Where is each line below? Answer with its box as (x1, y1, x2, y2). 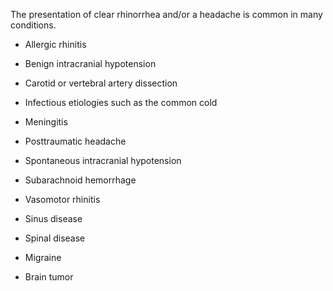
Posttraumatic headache (24, 135, 127, 147)
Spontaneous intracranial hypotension (24, 155, 182, 166)
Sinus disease (24, 213, 83, 224)
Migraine (24, 252, 62, 263)
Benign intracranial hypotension (24, 58, 157, 69)
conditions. (10, 19, 57, 31)
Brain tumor (24, 271, 74, 283)
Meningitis (24, 116, 68, 128)
